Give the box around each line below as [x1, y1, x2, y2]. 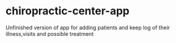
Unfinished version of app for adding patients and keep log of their [5, 24, 170, 31]
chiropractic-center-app [5, 4, 130, 18]
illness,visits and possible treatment [5, 30, 94, 37]
